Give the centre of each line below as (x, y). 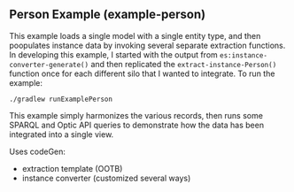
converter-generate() (49, 65)
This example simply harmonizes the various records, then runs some (136, 115)
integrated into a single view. (62, 134)
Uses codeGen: (38, 151)
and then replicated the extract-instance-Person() (184, 64)
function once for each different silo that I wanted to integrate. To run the (142, 73)
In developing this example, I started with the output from (114, 54)
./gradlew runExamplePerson (61, 99)
